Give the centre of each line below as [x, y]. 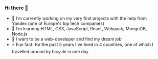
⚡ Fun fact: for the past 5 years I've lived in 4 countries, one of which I [82, 45]
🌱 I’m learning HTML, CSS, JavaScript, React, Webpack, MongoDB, [79, 29]
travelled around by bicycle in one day [50, 52]
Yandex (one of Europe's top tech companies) [58, 23]
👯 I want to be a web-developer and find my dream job [67, 39]
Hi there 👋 [17, 8]
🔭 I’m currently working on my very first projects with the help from [79, 19]
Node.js [20, 34]
